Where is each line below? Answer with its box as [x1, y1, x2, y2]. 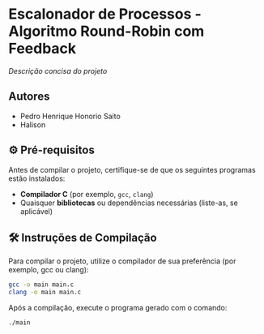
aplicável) [19, 206, 53, 216]
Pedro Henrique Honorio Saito [19, 111, 121, 121]
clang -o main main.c [8, 289, 82, 297]
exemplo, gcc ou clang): [8, 265, 89, 275]
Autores [8, 90, 50, 104]
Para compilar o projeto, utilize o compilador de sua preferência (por [8, 256, 236, 266]
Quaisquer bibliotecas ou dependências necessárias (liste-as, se [19, 198, 239, 208]
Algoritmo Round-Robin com [8, 22, 205, 41]
